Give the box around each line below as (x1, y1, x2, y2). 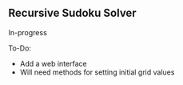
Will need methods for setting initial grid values (19, 67, 175, 77)
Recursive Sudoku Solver (8, 6, 137, 20)
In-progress (8, 27, 48, 37)
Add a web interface (19, 59, 87, 68)
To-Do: (8, 43, 32, 53)
